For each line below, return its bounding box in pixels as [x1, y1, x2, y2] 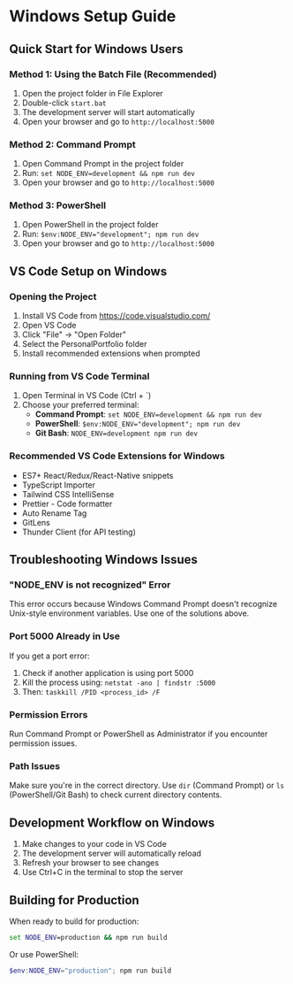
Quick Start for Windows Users [9, 42, 184, 57]
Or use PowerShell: [9, 949, 79, 959]
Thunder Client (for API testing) [21, 527, 137, 537]
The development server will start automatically [21, 106, 196, 117]
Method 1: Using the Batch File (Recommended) [9, 68, 218, 81]
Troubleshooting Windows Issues [9, 552, 199, 567]
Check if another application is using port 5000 [21, 667, 194, 678]
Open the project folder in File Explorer [21, 88, 163, 98]
